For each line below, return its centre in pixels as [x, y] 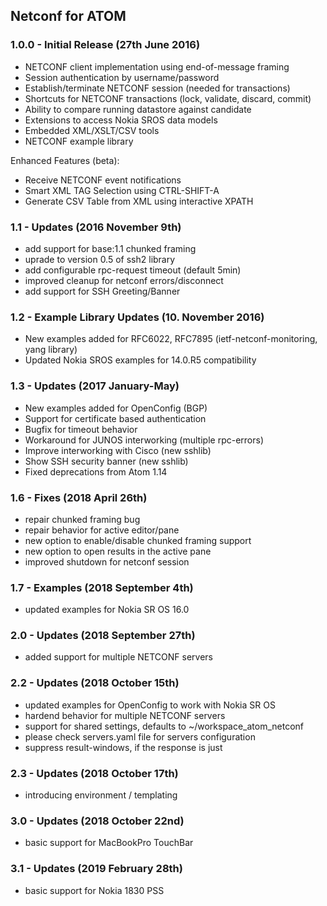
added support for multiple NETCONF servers [118, 657]
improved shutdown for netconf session [107, 561]
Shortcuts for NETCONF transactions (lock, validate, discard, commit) [168, 98]
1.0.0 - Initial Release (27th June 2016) [105, 45]
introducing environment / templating [101, 795]
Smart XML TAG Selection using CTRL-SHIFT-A [122, 190]
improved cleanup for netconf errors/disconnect [124, 280]
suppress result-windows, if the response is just [123, 747]
